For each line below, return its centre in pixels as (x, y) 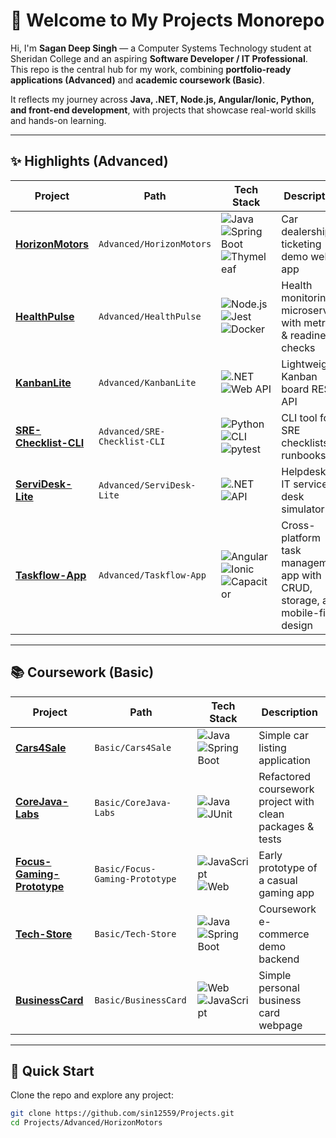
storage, (300, 600)
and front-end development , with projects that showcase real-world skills (163, 110)
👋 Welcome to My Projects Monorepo (167, 20)
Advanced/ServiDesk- (147, 485)
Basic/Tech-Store (135, 933)
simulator (303, 509)
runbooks (304, 455)
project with (286, 801)
